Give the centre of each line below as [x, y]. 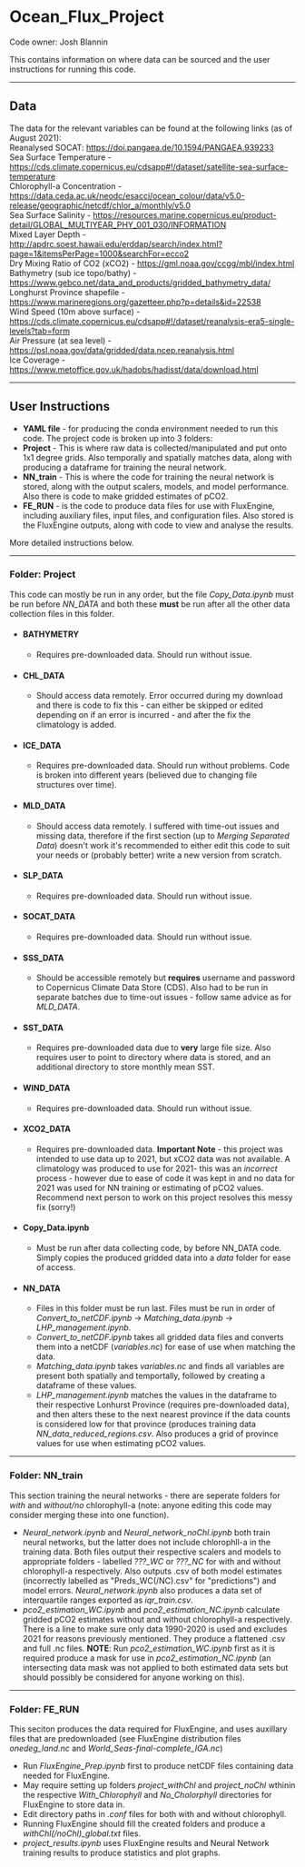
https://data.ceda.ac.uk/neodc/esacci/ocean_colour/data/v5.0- [127, 195]
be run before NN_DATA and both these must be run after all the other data [150, 604]
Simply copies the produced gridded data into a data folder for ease [163, 1258]
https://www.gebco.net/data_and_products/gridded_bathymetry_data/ [140, 283]
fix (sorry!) [56, 1207]
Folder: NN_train [46, 1475]
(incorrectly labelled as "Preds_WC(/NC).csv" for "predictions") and [149, 1580]
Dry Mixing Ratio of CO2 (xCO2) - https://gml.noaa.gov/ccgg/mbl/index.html [152, 263]
